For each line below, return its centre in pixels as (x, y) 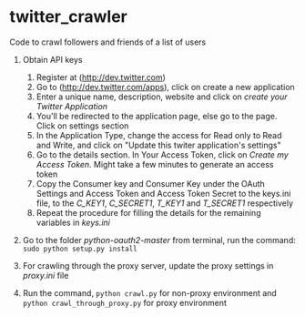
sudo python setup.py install (80, 249)
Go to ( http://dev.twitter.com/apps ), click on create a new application (166, 87)
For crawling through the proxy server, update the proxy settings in (148, 265)
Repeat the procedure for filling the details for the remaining (148, 212)
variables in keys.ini (73, 222)
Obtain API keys (52, 59)
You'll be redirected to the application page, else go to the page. (157, 116)
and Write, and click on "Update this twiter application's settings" (158, 145)
